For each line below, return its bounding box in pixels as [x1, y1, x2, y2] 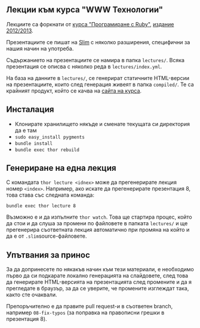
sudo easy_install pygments [14, 134, 85, 140]
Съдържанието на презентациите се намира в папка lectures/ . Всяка [6, 56, 185, 63]
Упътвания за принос [6, 250, 91, 260]
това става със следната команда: [6, 191, 94, 199]
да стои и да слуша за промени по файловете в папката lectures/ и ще [6, 220, 188, 227]
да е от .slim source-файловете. [6, 232, 87, 240]
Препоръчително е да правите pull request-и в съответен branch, [6, 303, 173, 310]
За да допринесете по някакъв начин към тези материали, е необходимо [6, 266, 194, 273]
